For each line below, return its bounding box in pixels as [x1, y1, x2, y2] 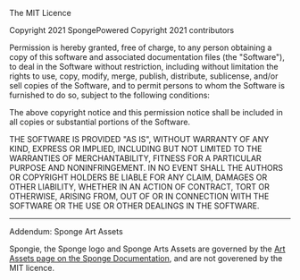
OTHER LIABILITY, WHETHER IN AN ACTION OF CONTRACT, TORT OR [9, 182, 270, 191]
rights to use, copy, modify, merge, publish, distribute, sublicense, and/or [9, 71, 279, 81]
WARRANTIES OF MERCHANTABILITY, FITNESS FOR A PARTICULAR [9, 153, 262, 164]
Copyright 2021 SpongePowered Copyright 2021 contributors [9, 25, 235, 35]
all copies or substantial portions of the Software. [9, 116, 190, 127]
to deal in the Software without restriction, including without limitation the [9, 62, 279, 72]
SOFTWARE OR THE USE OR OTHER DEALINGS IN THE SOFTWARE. [9, 200, 260, 211]
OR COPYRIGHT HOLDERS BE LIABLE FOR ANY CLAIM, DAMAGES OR [9, 172, 268, 182]
